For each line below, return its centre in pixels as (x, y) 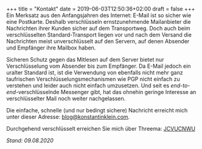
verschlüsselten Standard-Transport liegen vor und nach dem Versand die (99, 35)
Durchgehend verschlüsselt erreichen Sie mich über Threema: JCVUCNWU (101, 129)
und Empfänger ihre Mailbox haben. (51, 48)
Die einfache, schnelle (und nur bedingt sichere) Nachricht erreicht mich (97, 110)
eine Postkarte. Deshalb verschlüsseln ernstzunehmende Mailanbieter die (99, 22)
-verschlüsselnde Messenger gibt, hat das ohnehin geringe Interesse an (106, 92)
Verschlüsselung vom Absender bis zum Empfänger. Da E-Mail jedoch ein (99, 66)
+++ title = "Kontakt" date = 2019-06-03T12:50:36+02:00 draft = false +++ (101, 9)
